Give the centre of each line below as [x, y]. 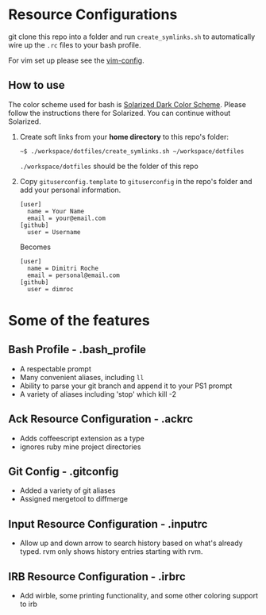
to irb [29, 604]
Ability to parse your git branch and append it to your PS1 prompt [126, 386]
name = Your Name [56, 211]
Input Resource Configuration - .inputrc [108, 524]
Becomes [35, 247]
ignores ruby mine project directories [80, 447]
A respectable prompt [55, 369]
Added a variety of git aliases [67, 490]
